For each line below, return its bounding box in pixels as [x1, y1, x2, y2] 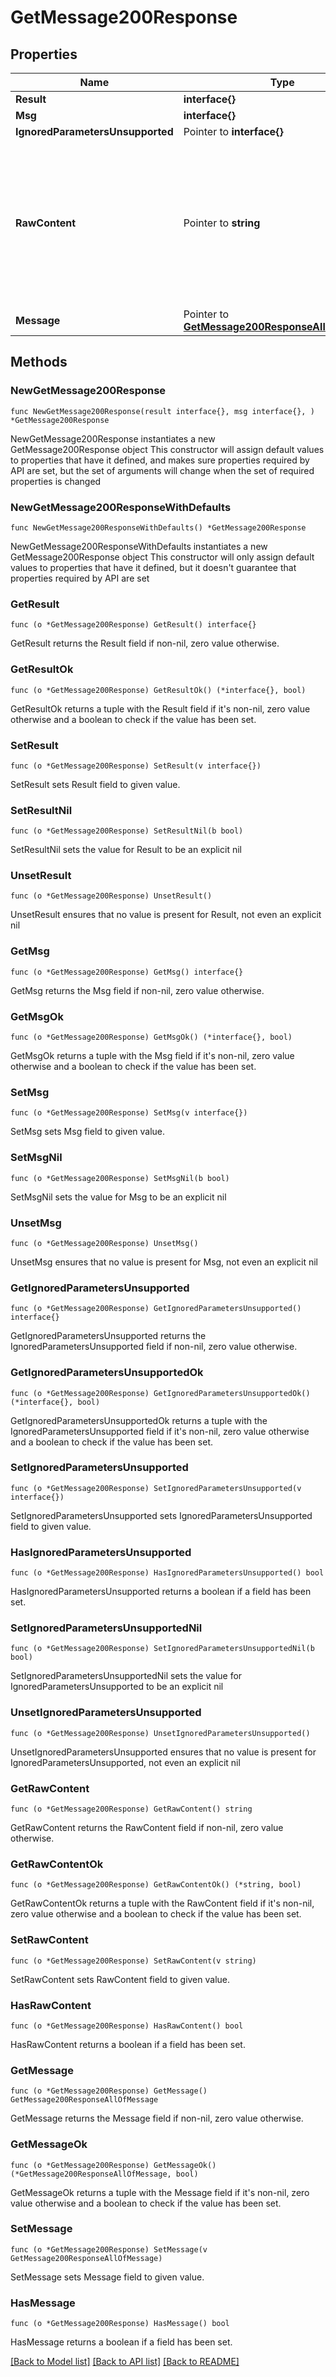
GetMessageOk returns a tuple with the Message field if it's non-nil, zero [10, 2186, 310, 2198]
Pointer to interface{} [183, 125, 284, 138]
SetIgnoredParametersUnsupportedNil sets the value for [10, 1670, 243, 1682]
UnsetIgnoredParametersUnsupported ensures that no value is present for [10, 1746, 317, 1758]
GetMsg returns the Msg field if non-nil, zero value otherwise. [10, 984, 265, 996]
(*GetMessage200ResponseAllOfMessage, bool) [10, 2169, 199, 2179]
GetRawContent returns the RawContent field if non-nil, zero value [10, 1822, 284, 1834]
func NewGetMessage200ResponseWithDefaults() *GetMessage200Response [10, 522, 307, 533]
